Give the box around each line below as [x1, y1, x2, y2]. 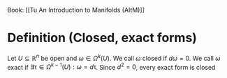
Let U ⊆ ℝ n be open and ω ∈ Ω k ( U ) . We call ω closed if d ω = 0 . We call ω [7, 52, 221, 62]
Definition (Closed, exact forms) [7, 30, 198, 46]
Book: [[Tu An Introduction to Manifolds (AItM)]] [7, 6, 145, 14]
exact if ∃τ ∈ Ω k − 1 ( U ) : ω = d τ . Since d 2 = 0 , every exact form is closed [7, 61, 216, 71]
